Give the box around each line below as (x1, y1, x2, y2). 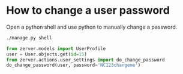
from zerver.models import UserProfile (6, 45, 106, 51)
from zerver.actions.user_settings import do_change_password (6, 57, 165, 63)
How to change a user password (6, 4, 170, 17)
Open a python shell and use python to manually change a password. (6, 23, 178, 30)
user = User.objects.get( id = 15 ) (6, 51, 87, 57)
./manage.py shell (6, 35, 52, 41)
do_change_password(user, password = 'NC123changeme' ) (6, 62, 141, 69)
